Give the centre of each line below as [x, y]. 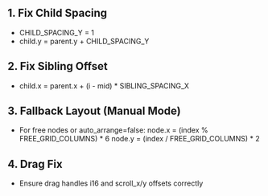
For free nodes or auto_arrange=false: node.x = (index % [113, 130]
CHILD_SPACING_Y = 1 [56, 32]
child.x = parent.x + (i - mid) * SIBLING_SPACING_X [104, 86]
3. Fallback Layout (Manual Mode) [95, 111]
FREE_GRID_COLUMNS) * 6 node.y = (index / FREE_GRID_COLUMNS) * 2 [140, 139]
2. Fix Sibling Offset [58, 66]
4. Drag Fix [35, 164]
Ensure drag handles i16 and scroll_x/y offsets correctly [111, 183]
